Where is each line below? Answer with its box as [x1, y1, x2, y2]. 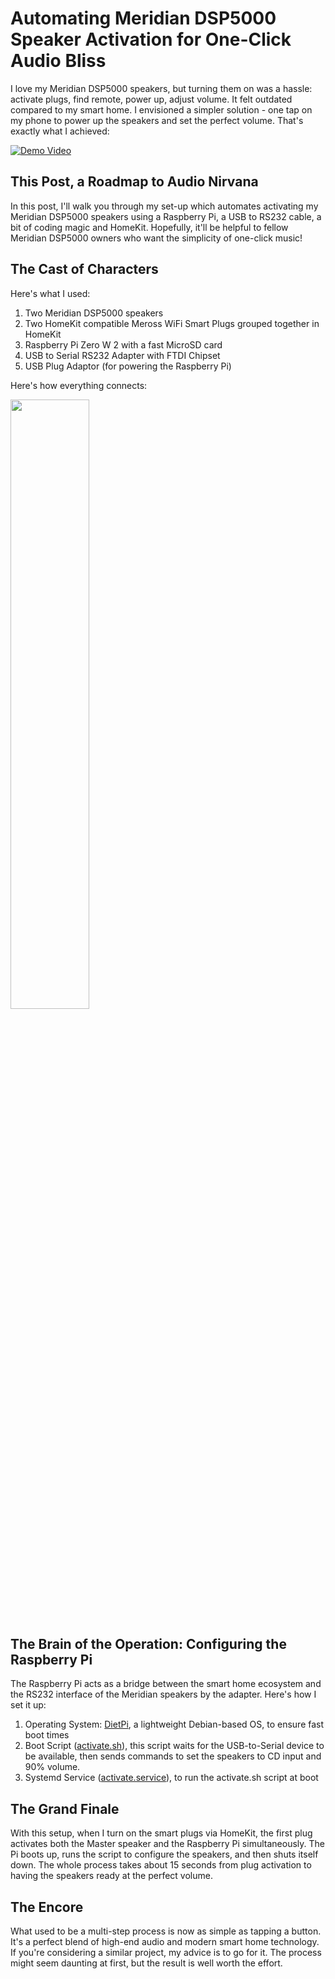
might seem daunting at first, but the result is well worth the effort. [10, 1957, 283, 1969]
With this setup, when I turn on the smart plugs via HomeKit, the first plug [10, 1827, 313, 1839]
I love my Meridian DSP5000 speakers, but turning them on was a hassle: [10, 82, 313, 94]
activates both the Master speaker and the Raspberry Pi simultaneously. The [10, 1838, 325, 1850]
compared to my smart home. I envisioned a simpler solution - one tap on [10, 103, 313, 116]
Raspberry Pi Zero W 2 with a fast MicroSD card [24, 338, 223, 351]
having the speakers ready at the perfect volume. [10, 1870, 213, 1882]
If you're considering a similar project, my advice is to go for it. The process [10, 1947, 322, 1958]
